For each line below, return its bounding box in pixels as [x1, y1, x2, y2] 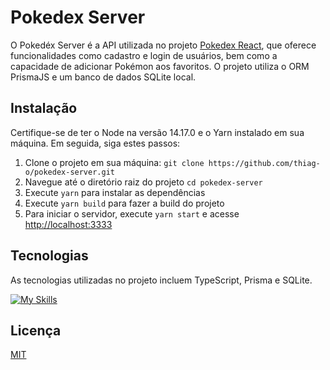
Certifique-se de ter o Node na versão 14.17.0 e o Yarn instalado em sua [10, 126, 305, 138]
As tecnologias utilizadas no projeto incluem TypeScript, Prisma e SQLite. [10, 274, 313, 286]
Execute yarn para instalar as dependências [24, 186, 206, 198]
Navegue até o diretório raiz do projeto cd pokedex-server [24, 176, 263, 188]
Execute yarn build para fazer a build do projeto [24, 197, 225, 209]
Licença [10, 322, 62, 339]
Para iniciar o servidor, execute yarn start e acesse [24, 207, 240, 220]
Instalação [10, 100, 78, 117]
